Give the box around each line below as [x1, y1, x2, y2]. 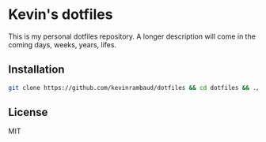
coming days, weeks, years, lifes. [8, 39, 117, 49]
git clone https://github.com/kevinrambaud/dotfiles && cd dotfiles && [8, 84, 249, 92]
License [8, 106, 48, 119]
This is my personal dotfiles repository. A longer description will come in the [8, 32, 256, 41]
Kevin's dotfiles [8, 6, 113, 24]
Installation [8, 63, 65, 77]
